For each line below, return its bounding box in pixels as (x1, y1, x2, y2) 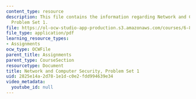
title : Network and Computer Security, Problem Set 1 (6, 68, 140, 74)
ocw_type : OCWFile (6, 47, 51, 52)
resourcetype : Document (6, 62, 64, 69)
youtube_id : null (11, 84, 54, 90)
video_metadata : (6, 79, 45, 85)
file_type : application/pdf (6, 30, 75, 36)
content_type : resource (6, 8, 64, 15)
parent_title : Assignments (6, 52, 72, 58)
